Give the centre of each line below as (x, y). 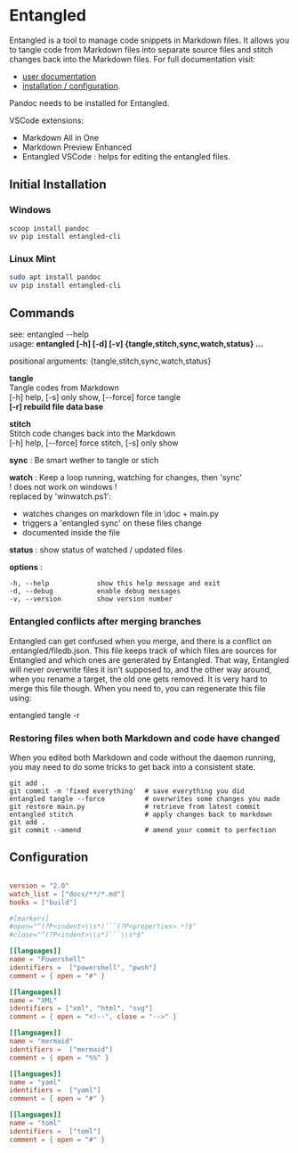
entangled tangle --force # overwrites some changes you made (145, 799)
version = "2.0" (39, 886)
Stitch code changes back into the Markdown (93, 434)
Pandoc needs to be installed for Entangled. (89, 102)
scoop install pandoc (49, 228)
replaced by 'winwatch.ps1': (60, 496)
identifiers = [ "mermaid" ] (61, 1049)
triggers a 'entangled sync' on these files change (112, 523)
